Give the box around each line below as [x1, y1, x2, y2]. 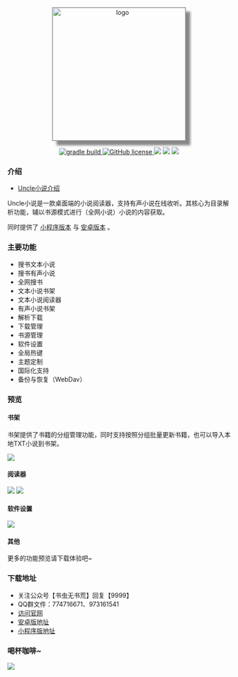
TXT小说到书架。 [13, 439, 64, 448]
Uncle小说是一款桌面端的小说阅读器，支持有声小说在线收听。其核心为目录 [7, 199, 223, 207]
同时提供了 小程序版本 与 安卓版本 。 [7, 223, 114, 232]
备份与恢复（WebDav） [17, 375, 86, 383]
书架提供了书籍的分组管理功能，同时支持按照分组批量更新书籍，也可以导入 [7, 430, 225, 438]
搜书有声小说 [17, 268, 55, 277]
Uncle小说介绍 [17, 184, 60, 193]
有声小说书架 [17, 304, 55, 312]
